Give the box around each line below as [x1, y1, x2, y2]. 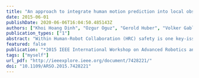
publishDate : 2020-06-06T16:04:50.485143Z [6, 19, 113, 25]
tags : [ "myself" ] [6, 52, 49, 58]
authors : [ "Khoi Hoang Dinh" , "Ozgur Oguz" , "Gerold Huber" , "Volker [6, 25, 182, 31]
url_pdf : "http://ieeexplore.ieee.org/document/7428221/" [6, 57, 152, 63]
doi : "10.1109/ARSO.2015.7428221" [6, 63, 92, 69]
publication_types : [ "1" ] [6, 30, 70, 36]
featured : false [6, 42, 46, 48]
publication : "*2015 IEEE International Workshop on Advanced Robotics [6, 47, 187, 53]
